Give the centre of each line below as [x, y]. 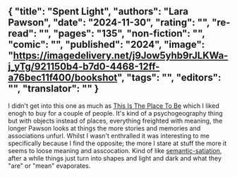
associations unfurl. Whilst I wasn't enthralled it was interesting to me [109, 135]
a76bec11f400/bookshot [63, 78]
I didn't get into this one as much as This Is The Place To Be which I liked [114, 106]
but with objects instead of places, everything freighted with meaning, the [115, 121]
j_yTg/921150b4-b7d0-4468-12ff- [84, 67]
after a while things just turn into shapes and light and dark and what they [115, 158]
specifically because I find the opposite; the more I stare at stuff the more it [117, 143]
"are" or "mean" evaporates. [49, 166]
